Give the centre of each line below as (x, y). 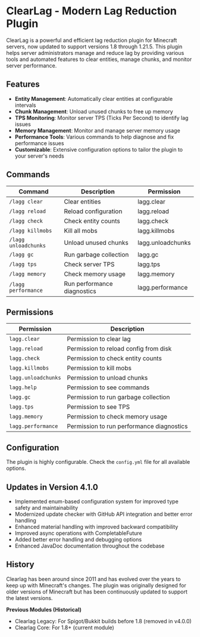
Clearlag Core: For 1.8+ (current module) (64, 627)
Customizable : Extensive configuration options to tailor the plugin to (99, 149)
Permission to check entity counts (114, 358)
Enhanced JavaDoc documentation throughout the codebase (90, 546)
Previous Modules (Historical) (44, 610)
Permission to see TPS (99, 407)
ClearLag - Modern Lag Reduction (91, 11)
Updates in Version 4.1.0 (52, 487)
